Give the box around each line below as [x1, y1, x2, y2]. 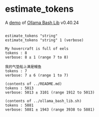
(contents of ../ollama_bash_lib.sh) [5, 98, 82, 103]
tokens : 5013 [5, 86, 34, 91]
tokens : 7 [5, 69, 27, 73]
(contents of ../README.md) [5, 81, 62, 86]
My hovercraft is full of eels [5, 46, 69, 51]
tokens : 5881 [5, 103, 34, 108]
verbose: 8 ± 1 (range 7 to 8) [5, 55, 69, 60]
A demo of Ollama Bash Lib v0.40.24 [5, 20, 79, 25]
